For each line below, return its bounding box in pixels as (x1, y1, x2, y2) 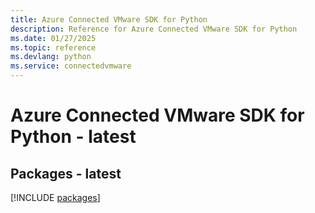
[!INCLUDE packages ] (10, 192, 101, 203)
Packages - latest (10, 165, 122, 182)
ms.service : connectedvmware (10, 61, 132, 71)
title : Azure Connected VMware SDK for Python (10, 14, 208, 25)
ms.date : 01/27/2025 (10, 33, 97, 43)
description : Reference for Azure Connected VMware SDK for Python (10, 24, 298, 34)
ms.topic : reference (10, 42, 97, 53)
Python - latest (10, 126, 137, 148)
